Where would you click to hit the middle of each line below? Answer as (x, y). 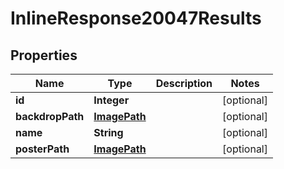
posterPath (42, 149)
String (108, 132)
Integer (111, 100)
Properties (44, 55)
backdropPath (50, 116)
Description (184, 83)
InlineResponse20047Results (136, 18)
